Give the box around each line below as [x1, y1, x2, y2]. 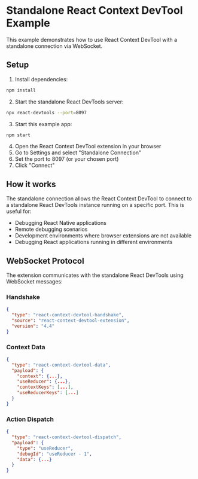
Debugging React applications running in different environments [14, 239, 173, 246]
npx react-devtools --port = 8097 [6, 109, 87, 115]
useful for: [6, 208, 32, 215]
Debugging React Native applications [14, 219, 106, 227]
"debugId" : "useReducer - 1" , [17, 451, 93, 457]
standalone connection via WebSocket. [6, 42, 103, 50]
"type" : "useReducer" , [17, 445, 74, 451]
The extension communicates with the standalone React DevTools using [6, 271, 184, 279]
